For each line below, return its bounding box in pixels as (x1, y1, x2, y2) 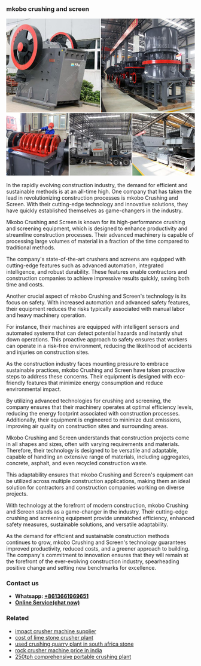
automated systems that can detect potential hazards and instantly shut (6, 329, 182, 337)
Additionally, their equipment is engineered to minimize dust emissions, (6, 416, 182, 423)
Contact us (6, 579, 39, 587)
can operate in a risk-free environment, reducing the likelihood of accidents (6, 342, 193, 349)
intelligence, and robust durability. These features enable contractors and (6, 268, 187, 275)
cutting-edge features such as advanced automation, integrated (6, 262, 164, 269)
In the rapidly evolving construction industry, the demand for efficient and (6, 181, 188, 188)
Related (6, 614, 29, 622)
